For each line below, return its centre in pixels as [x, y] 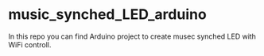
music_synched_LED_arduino [107, 15]
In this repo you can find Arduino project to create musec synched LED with [132, 36]
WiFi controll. [30, 44]
